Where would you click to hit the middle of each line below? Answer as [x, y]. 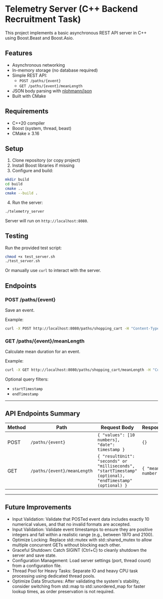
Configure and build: [33, 171]
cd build [14, 184]
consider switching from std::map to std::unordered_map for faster [79, 586]
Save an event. [20, 310]
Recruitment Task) [43, 19]
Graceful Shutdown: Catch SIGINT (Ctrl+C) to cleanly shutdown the [79, 550]
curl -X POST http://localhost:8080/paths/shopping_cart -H [67, 328]
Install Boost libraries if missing [43, 165]
